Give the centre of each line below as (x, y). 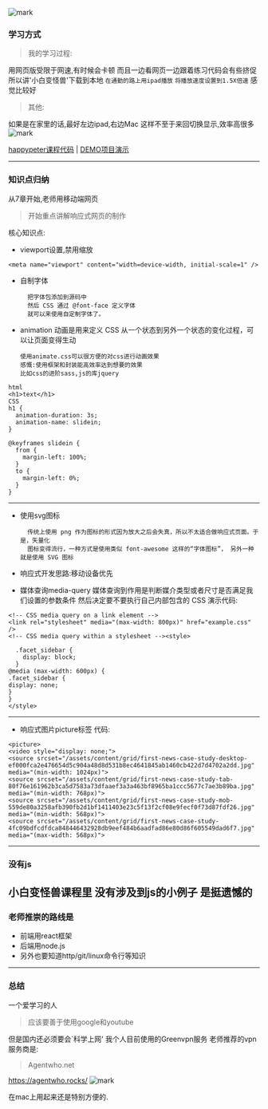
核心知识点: (27, 232)
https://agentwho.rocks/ (48, 1080)
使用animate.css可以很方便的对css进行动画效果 (89, 356)
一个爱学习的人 (33, 1004)
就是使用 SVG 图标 (47, 557)
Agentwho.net (51, 1064)
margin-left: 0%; (51, 478)
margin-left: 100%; (55, 457)
